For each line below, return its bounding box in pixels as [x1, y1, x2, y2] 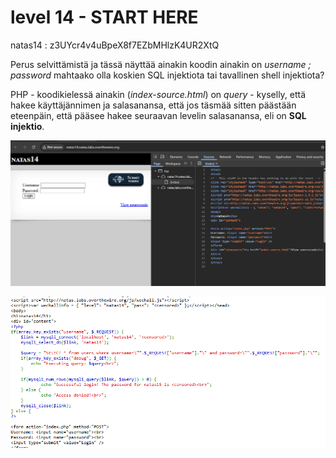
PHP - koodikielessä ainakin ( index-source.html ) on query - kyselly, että [10, 88, 307, 100]
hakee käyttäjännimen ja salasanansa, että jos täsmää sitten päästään [10, 99, 297, 111]
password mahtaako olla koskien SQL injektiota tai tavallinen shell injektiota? [10, 69, 325, 81]
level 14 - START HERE [10, 6, 199, 29]
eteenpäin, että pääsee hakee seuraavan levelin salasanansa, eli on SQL [10, 109, 307, 121]
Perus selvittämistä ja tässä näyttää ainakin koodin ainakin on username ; [10, 58, 312, 70]
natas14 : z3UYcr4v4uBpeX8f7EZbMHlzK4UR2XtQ [10, 39, 220, 51]
